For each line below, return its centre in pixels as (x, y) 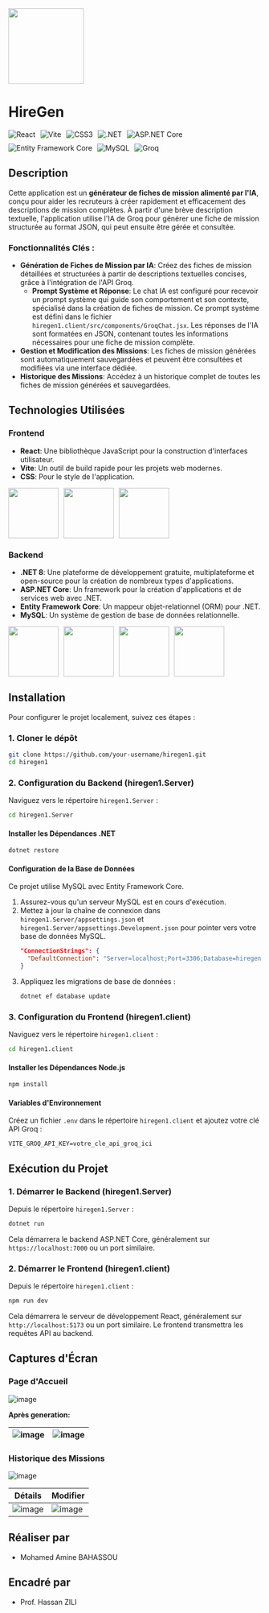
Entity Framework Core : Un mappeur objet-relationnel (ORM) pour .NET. (140, 606)
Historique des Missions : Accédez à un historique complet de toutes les (140, 377)
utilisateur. (37, 459)
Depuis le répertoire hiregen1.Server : (71, 1209)
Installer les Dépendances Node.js (67, 1067)
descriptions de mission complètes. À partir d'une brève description (120, 209)
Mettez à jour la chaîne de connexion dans (90, 911)
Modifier (69, 1495)
